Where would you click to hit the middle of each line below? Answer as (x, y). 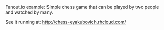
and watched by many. (29, 12)
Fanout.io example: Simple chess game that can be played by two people (82, 7)
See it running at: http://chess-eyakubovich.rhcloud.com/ (66, 22)
